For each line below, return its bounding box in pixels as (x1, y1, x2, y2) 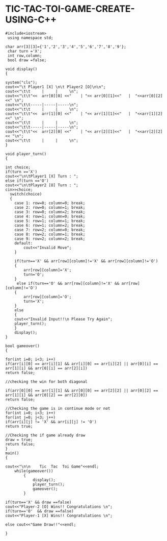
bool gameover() (5, 343, 40, 349)
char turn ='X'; (7, 48, 42, 54)
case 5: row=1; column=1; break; (14, 218, 86, 224)
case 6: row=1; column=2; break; (14, 223, 86, 228)
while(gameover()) (14, 468, 53, 474)
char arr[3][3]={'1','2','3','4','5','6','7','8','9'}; (5, 44, 126, 49)
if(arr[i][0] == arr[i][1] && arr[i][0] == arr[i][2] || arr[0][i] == (5, 361, 158, 366)
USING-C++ (5, 14, 57, 26)
